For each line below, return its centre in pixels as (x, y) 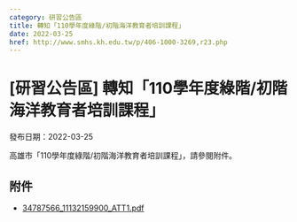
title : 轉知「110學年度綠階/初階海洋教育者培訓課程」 (97, 26)
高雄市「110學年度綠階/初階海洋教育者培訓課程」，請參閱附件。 (123, 156)
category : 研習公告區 (46, 17)
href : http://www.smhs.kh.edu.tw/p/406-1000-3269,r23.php (118, 42)
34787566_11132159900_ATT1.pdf (83, 208)
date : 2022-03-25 (41, 34)
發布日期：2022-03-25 (51, 137)
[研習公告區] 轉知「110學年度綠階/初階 (148, 88)
